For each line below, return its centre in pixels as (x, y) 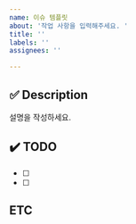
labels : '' (29, 42)
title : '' (28, 34)
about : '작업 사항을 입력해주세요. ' (69, 26)
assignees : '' (36, 51)
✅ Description (49, 95)
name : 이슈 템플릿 (39, 17)
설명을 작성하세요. (40, 117)
